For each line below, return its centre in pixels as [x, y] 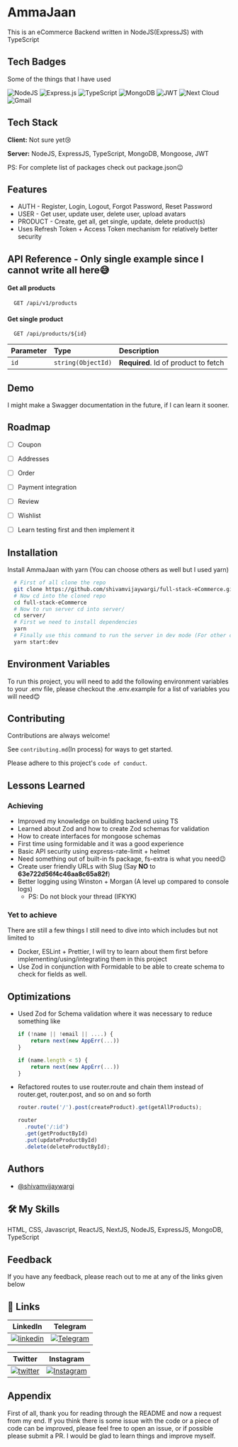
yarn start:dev [36, 642]
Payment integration [47, 487]
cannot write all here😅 [58, 270]
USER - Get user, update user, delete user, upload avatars [102, 214]
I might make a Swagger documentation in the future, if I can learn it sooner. [118, 405]
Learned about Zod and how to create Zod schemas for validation [113, 829]
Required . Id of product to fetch [171, 363]
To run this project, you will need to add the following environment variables [118, 681]
